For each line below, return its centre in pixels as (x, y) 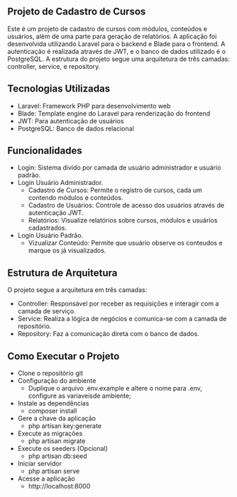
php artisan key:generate (65, 426)
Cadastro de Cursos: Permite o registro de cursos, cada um (115, 190)
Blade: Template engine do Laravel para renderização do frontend (114, 113)
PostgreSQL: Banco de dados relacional (76, 128)
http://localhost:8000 (59, 486)
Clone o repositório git (50, 373)
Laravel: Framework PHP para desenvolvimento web (94, 106)
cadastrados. (48, 228)
